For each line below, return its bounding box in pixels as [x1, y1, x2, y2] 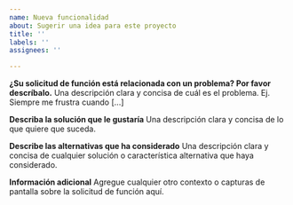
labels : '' [9, 37, 50, 47]
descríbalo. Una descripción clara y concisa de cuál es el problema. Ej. [9, 88, 271, 99]
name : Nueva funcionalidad [9, 12, 109, 22]
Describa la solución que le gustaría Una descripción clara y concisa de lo [9, 114, 284, 125]
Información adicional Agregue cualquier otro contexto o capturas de [9, 177, 265, 187]
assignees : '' [9, 46, 62, 55]
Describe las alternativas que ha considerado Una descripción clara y [9, 141, 269, 152]
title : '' [9, 29, 46, 38]
